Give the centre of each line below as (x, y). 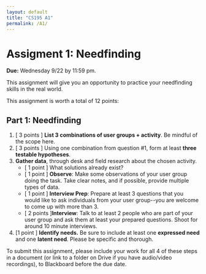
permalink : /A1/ (27, 23)
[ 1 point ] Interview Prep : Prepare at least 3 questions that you (104, 194)
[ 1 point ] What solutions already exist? (74, 168)
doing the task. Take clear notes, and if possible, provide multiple (107, 181)
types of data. (42, 187)
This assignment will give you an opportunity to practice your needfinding (100, 83)
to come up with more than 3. (62, 207)
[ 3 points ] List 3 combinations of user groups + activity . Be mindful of (106, 135)
